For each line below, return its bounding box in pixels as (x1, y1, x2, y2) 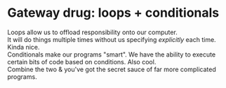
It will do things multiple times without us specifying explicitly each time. (7, 35, 216, 43)
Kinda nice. (7, 43, 40, 51)
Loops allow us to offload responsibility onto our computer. (7, 28, 178, 36)
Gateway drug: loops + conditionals (7, 5, 220, 21)
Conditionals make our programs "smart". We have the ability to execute (7, 50, 216, 59)
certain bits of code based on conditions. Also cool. (7, 57, 157, 66)
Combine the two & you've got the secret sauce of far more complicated (7, 65, 216, 73)
